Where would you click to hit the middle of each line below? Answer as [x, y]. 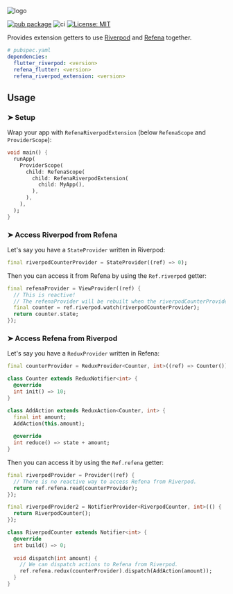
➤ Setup [21, 117]
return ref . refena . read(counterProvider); [76, 488]
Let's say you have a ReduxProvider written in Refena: [84, 353]
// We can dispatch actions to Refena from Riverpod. [99, 565]
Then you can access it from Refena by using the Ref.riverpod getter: [107, 276]
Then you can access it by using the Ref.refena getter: [86, 462]
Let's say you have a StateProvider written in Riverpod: [86, 250]
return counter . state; [46, 314]
